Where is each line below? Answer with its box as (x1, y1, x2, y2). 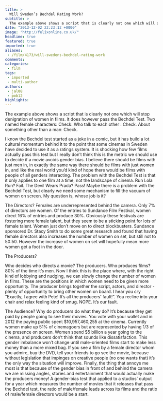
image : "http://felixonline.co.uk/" (5, 30, 79, 35)
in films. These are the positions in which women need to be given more (5, 278, 149, 284)
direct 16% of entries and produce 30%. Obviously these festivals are (5, 213, 144, 219)
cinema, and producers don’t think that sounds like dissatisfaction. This (5, 334, 147, 340)
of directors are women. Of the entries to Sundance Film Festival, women (5, 208, 151, 213)
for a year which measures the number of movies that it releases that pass (5, 381, 154, 387)
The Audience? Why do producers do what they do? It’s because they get (5, 308, 152, 314)
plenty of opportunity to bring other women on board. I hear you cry (5, 288, 141, 295)
